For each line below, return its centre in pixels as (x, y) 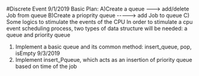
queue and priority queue (38, 35)
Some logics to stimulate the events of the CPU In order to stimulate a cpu (99, 22)
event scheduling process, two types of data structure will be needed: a (97, 28)
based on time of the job (46, 66)
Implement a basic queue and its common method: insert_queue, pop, (103, 47)
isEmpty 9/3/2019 (37, 53)
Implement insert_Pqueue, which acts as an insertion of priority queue (104, 60)
